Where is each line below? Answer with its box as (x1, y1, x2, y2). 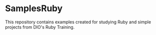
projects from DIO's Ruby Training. (5, 24, 75, 30)
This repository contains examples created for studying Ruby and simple (5, 19, 152, 25)
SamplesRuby (5, 3, 63, 14)
